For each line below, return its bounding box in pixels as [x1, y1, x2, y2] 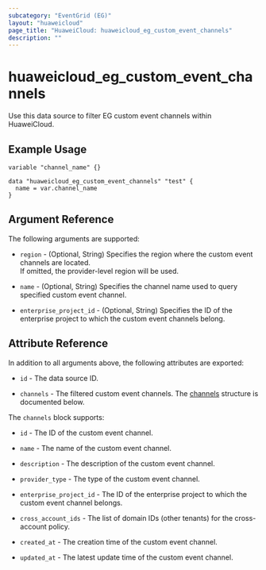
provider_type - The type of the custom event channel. [19, 474, 200, 483]
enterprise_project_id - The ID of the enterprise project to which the [19, 489, 248, 499]
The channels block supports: [8, 412, 105, 422]
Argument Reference [8, 213, 114, 226]
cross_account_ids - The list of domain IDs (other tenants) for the [19, 513, 233, 522]
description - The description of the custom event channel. [19, 458, 216, 468]
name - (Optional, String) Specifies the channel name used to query [19, 281, 238, 291]
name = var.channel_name [15, 184, 98, 192]
